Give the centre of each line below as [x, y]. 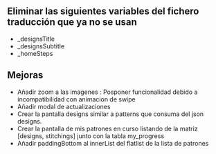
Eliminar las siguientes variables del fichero [103, 11]
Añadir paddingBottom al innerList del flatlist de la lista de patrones [113, 143]
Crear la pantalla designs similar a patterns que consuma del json [110, 114]
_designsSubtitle [40, 46]
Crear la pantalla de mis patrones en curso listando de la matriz [108, 128]
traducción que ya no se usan [72, 22]
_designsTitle [36, 39]
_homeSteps [35, 53]
